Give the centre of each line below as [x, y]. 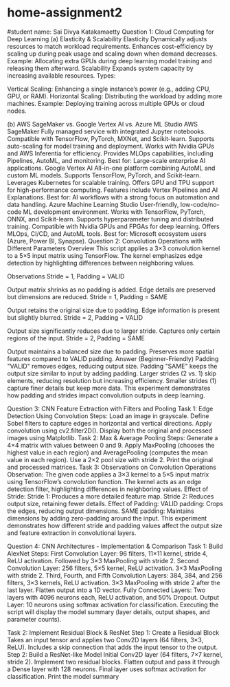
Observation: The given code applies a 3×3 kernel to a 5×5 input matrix [108, 474]
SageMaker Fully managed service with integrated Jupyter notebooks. [106, 131]
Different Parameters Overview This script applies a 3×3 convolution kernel [114, 248]
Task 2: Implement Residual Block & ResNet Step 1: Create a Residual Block [113, 632]
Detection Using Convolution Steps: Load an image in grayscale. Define [108, 416]
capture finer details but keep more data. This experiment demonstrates [109, 388]
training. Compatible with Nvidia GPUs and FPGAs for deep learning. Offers [113, 226]
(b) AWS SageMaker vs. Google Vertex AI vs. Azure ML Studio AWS [102, 124]
